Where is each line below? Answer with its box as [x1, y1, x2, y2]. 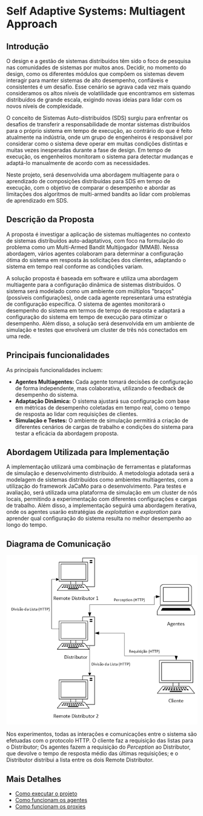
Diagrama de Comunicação [6, 539, 111, 549]
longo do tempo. [6, 521, 47, 528]
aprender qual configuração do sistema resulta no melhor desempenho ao [6, 514, 192, 522]
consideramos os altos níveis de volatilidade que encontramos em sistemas [6, 90, 195, 96]
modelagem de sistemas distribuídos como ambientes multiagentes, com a [6, 476, 193, 484]
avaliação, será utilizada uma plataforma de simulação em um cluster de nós [6, 489, 198, 496]
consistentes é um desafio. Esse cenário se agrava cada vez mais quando [6, 83, 191, 90]
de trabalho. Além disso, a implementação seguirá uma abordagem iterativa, [6, 502, 197, 509]
